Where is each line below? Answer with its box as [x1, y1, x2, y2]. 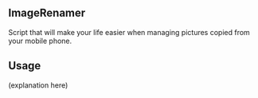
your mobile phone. [8, 36, 72, 45]
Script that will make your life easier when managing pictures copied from [8, 27, 251, 37]
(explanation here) [8, 80, 68, 90]
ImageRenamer [8, 6, 86, 20]
